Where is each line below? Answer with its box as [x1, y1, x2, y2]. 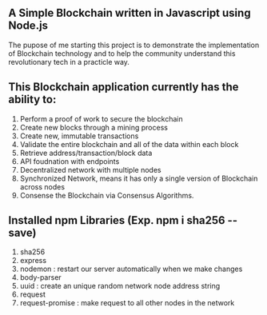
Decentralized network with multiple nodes [19, 165, 161, 174]
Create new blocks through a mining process [19, 122, 168, 132]
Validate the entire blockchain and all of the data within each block [19, 139, 239, 149]
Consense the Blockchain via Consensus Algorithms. [19, 190, 194, 200]
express [19, 256, 46, 265]
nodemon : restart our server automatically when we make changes [19, 264, 243, 274]
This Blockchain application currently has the [8, 80, 239, 94]
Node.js [8, 19, 49, 33]
